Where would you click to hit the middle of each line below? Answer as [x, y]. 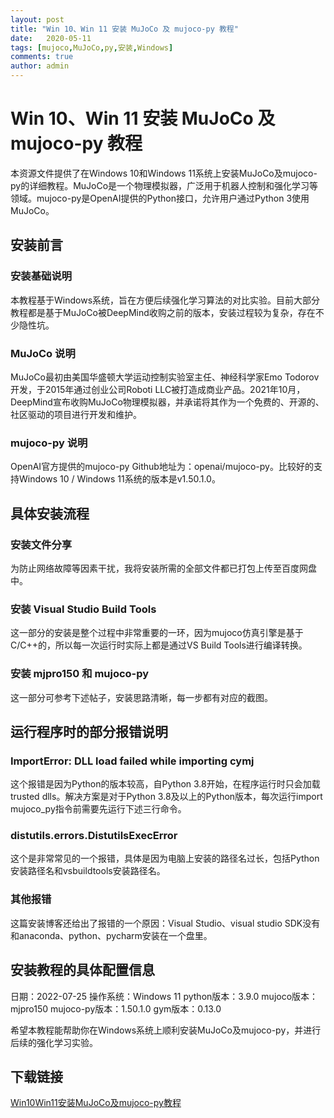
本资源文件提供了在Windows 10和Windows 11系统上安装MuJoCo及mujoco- [164, 173]
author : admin [40, 66]
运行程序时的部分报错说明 [89, 731]
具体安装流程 [50, 513]
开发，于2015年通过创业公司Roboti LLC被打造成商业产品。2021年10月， [158, 389]
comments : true [42, 57]
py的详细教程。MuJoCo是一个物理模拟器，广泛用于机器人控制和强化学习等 [164, 185]
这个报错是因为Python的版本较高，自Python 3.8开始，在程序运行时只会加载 [165, 784]
